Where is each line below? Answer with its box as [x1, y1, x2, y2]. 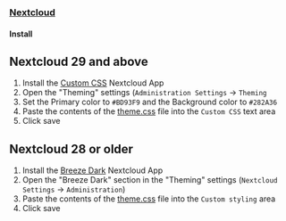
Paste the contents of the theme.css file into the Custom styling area [21, 193, 276, 204]
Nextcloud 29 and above [9, 53, 149, 69]
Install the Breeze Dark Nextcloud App [21, 165, 164, 176]
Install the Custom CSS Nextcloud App [21, 78, 164, 88]
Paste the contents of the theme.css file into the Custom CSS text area [21, 106, 276, 117]
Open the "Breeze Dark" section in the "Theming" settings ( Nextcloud [21, 175, 278, 185]
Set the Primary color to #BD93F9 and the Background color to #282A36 [21, 96, 278, 108]
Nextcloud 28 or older [9, 141, 134, 157]
